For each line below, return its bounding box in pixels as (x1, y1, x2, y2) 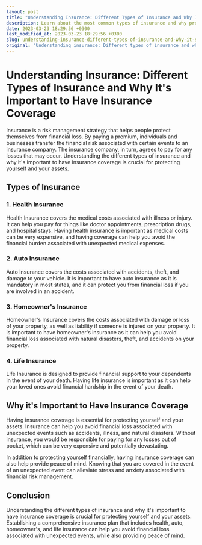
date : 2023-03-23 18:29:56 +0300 (6, 25, 90, 32)
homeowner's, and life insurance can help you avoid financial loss (6, 526, 170, 533)
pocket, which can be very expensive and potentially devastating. (6, 442, 169, 449)
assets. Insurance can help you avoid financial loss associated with (6, 423, 173, 430)
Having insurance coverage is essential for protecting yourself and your (6, 416, 184, 424)
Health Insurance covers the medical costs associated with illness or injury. (6, 214, 192, 221)
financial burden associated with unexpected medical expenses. (6, 239, 165, 247)
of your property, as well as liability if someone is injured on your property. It (6, 322, 195, 330)
